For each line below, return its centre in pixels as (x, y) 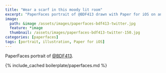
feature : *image (26, 28)
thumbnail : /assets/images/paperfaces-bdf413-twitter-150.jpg (75, 33)
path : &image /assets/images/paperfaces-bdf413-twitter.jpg (73, 23)
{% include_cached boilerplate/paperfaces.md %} (56, 65)
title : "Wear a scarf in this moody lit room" (54, 10)
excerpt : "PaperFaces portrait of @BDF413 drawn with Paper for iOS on (80, 14)
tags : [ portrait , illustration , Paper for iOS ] (55, 42)
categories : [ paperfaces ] (32, 37)
